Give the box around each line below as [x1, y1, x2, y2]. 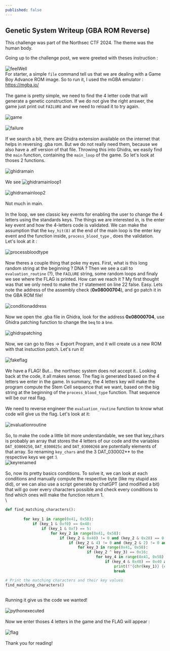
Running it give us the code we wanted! [5, 597, 88, 603]
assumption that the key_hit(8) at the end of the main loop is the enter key [5, 227, 161, 234]
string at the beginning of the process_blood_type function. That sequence [5, 389, 160, 396]
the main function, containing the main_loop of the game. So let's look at [5, 152, 154, 158]
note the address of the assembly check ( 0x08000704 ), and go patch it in [5, 287, 161, 293]
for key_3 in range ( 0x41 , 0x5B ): [77, 545, 148, 550]
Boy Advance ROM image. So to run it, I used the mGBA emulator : [5, 77, 144, 83]
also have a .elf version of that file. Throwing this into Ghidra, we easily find [5, 147, 162, 153]
